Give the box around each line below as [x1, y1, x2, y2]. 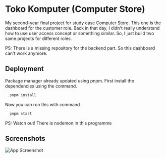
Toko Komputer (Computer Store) [5, 3, 145, 15]
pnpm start [9, 111, 32, 116]
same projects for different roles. [5, 36, 72, 41]
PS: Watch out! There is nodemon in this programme [5, 120, 112, 126]
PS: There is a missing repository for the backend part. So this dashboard [5, 45, 155, 51]
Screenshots [5, 134, 46, 143]
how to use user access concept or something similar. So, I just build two [5, 30, 155, 36]
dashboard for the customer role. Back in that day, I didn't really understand [5, 25, 160, 31]
